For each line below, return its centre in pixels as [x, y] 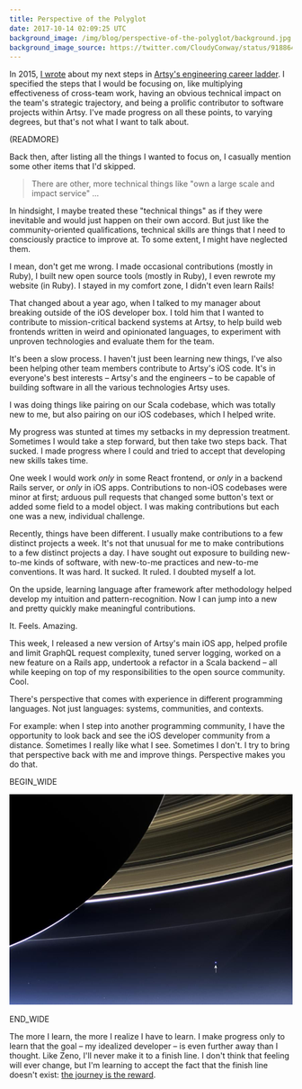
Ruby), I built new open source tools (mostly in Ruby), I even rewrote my [142, 276]
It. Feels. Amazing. [44, 626]
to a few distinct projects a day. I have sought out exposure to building [139, 553]
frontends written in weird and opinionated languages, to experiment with [145, 332]
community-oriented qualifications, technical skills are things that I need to [147, 230]
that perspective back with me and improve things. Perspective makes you [147, 755]
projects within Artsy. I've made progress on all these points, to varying [141, 112]
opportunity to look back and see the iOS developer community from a [140, 736]
